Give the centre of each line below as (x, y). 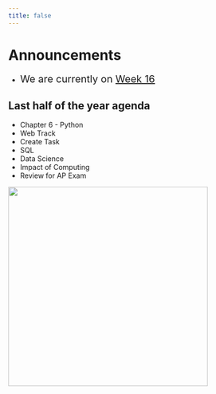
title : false (30, 16)
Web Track (37, 133)
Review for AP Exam (53, 175)
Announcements (65, 55)
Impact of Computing (55, 167)
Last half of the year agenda (79, 106)
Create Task (39, 142)
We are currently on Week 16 (87, 79)
